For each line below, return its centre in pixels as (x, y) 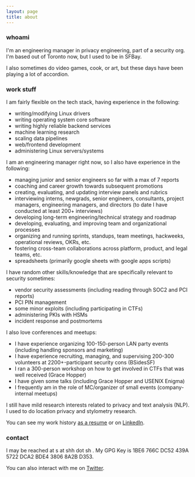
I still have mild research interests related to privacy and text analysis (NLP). (98, 405)
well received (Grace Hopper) (51, 375)
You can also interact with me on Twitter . (55, 468)
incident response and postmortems (58, 321)
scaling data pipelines (41, 138)
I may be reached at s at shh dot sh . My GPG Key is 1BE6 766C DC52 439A (97, 451)
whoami (18, 38)
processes (27, 230)
